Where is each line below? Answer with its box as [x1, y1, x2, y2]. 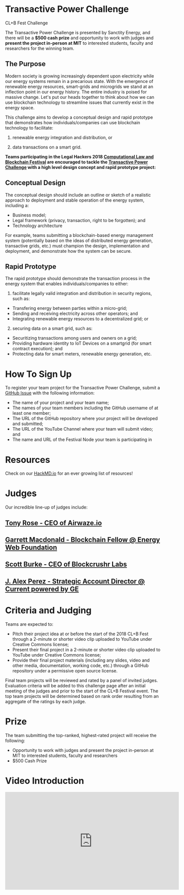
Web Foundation [5, 543, 57, 552]
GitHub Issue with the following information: [5, 390, 95, 396]
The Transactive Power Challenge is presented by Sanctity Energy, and [5, 29, 150, 35]
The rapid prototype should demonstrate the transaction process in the [5, 276, 150, 282]
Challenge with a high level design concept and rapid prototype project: [5, 164, 156, 170]
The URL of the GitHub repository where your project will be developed [12, 416, 158, 422]
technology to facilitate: [5, 125, 54, 131]
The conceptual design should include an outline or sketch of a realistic [5, 192, 151, 198]
